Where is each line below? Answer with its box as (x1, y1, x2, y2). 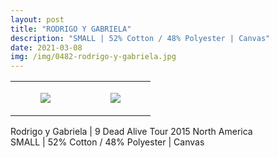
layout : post (10, 14, 65, 25)
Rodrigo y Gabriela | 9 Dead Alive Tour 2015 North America (10, 126, 253, 138)
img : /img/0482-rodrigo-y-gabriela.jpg (10, 52, 177, 62)
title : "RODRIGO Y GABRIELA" (10, 24, 132, 34)
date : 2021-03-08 (10, 42, 83, 53)
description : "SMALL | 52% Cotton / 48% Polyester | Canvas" (10, 33, 271, 43)
